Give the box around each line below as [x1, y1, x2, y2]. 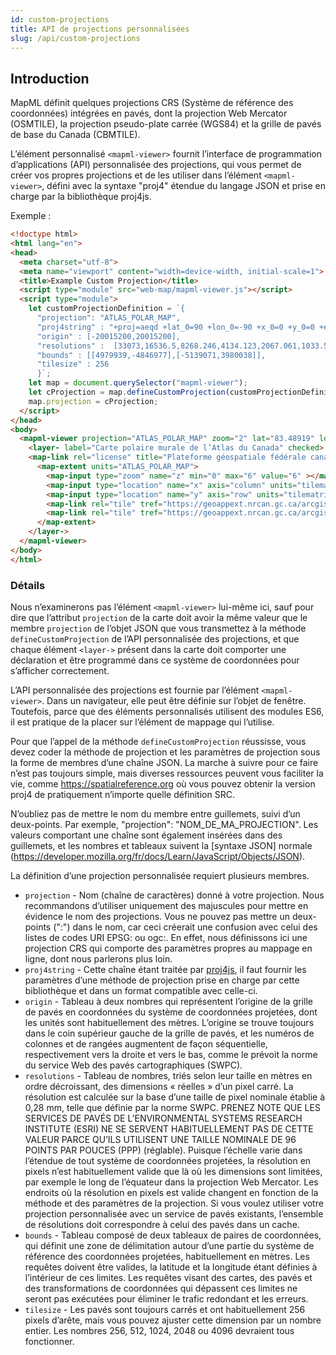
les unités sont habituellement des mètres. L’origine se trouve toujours [24, 1016, 315, 1028]
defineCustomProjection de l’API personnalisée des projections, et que [10, 632, 300, 645]
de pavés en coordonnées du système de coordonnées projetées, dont [24, 1006, 318, 1018]
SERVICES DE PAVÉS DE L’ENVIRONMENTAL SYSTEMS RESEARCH [24, 1112, 303, 1124]
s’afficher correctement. [10, 664, 110, 676]
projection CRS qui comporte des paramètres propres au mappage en [24, 942, 313, 954]
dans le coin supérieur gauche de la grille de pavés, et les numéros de [24, 1027, 315, 1039]
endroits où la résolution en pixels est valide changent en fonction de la [24, 1186, 319, 1198]
